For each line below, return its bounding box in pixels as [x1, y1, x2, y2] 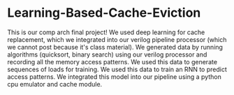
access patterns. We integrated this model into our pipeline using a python [7, 72, 221, 81]
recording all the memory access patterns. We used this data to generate [7, 57, 218, 66]
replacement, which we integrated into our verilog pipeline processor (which [7, 35, 227, 43]
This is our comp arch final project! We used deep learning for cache [7, 28, 205, 36]
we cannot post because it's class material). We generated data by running [7, 43, 224, 51]
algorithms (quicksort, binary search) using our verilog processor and [7, 50, 207, 59]
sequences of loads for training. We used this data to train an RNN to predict [7, 65, 227, 73]
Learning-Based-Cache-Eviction [7, 5, 201, 21]
